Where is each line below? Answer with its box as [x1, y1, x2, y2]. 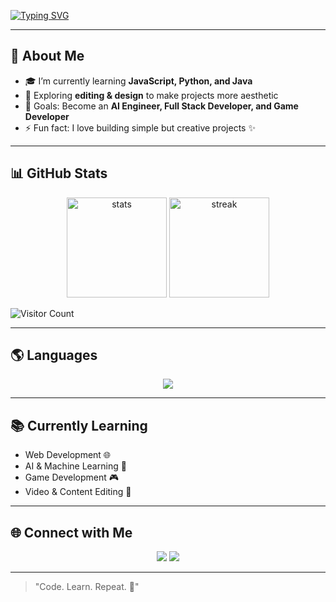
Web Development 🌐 [24, 449, 112, 461]
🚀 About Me [10, 48, 85, 65]
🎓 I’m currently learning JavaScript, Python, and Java [24, 75, 253, 87]
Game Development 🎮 [24, 471, 120, 484]
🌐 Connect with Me [10, 524, 133, 541]
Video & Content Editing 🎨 [24, 486, 132, 498]
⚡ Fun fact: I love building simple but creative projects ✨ [24, 121, 256, 134]
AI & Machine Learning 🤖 [24, 460, 127, 472]
